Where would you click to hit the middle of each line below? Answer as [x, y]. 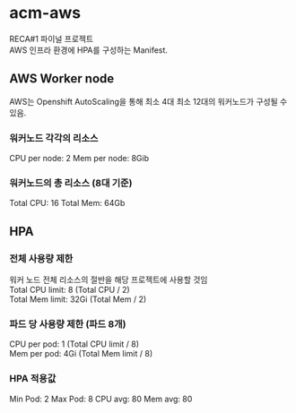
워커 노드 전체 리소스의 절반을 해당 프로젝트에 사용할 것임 [109, 280]
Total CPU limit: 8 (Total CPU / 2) [70, 290]
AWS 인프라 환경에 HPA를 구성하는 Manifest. [89, 50]
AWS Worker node [62, 79]
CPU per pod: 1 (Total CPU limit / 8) [74, 344]
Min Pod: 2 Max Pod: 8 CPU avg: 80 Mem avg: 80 [101, 399]
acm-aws [45, 13]
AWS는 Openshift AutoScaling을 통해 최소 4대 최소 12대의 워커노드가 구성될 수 [148, 101]
